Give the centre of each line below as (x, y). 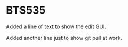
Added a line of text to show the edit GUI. (56, 26)
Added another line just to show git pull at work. (64, 38)
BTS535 (26, 10)
